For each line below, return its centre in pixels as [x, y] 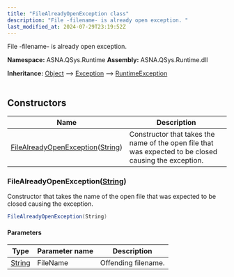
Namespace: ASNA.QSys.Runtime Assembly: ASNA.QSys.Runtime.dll [108, 60]
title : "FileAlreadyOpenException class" [68, 14]
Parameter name [65, 250]
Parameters [24, 232]
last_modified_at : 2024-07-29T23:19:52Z [67, 27]
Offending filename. [132, 262]
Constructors [37, 103]
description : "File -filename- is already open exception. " [98, 20]
